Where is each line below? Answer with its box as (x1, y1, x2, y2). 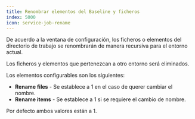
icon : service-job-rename (6, 20, 70, 26)
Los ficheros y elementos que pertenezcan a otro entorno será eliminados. (6, 60, 190, 67)
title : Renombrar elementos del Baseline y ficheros (6, 8, 140, 15)
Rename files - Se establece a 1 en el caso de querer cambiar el (14, 83, 173, 90)
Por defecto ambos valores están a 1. (6, 108, 97, 115)
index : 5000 (6, 14, 36, 20)
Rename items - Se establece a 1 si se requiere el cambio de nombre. (14, 96, 186, 103)
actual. (6, 49, 23, 56)
